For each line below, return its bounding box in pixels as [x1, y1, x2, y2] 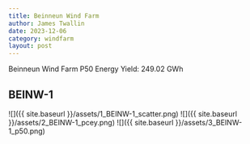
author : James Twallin [8, 19, 85, 28]
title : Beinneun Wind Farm [8, 11, 100, 20]
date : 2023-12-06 [8, 27, 67, 35]
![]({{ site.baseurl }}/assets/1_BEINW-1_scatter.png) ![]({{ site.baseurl [8, 108, 237, 118]
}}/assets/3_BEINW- [175, 117, 243, 127]
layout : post [8, 42, 53, 50]
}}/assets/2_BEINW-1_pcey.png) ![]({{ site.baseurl [8, 117, 174, 127]
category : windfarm [8, 34, 74, 43]
